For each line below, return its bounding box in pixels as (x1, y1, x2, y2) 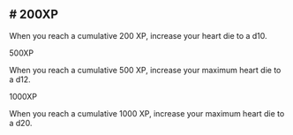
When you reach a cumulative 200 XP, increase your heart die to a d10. (9, 30, 267, 41)
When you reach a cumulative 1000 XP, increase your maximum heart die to (9, 108, 285, 118)
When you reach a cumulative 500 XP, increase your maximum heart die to (9, 64, 282, 75)
